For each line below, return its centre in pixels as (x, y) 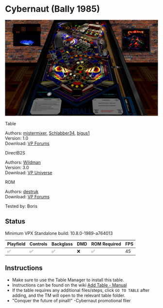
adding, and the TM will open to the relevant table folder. (69, 295)
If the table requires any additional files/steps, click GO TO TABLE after (81, 290)
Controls (38, 244)
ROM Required (106, 244)
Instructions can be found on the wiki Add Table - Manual (69, 285)
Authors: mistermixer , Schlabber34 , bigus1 (47, 133)
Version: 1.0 (17, 138)
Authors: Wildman (23, 162)
